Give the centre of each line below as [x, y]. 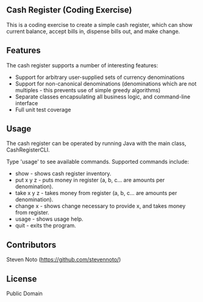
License [22, 278]
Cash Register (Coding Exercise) [69, 10]
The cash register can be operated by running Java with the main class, [96, 144]
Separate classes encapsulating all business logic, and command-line [103, 97]
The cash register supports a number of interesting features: [82, 65]
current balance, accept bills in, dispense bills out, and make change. [93, 31]
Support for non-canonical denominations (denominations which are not [106, 83]
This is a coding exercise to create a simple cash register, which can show [100, 24]
